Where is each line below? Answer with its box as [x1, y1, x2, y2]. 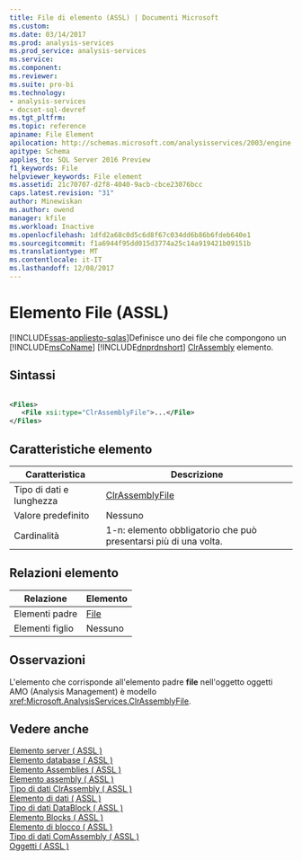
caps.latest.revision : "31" [9, 189, 115, 198]
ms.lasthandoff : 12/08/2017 [9, 264, 115, 273]
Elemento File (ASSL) [9, 303, 169, 324]
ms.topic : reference [9, 122, 87, 131]
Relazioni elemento [9, 565, 120, 581]
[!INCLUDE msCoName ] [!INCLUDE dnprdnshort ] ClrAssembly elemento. [9, 341, 274, 352]
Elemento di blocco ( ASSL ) [9, 821, 113, 832]
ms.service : [9, 55, 54, 64]
